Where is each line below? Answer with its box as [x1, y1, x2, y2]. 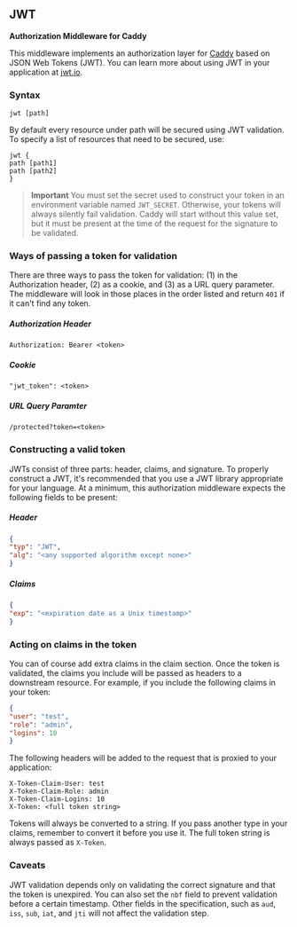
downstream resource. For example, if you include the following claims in [9, 677, 277, 687]
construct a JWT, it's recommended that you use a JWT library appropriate [9, 473, 284, 483]
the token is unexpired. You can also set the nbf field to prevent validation [9, 889, 277, 900]
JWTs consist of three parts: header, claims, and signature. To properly [9, 463, 269, 474]
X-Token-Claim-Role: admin [9, 787, 109, 797]
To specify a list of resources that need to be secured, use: [9, 134, 224, 145]
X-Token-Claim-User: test [9, 780, 105, 789]
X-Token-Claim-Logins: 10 [9, 795, 105, 804]
